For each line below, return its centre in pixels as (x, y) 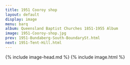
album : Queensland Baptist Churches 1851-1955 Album (62, 29)
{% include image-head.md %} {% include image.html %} (65, 57)
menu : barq (17, 24)
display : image (21, 19)
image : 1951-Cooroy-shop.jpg (36, 33)
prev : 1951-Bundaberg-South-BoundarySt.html (53, 38)
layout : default (22, 15)
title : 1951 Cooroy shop (31, 10)
